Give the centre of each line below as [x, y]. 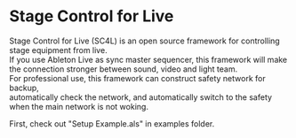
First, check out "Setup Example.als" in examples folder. [112, 123]
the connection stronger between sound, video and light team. [124, 69]
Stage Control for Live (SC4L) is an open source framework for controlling [144, 41]
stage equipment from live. [59, 50]
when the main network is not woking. [79, 106]
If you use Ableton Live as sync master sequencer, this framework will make [148, 59]
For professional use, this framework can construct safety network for [137, 78]
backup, [24, 88]
